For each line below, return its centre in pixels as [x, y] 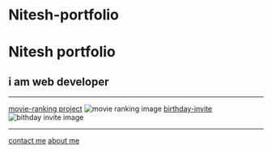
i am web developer [59, 81]
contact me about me [44, 141]
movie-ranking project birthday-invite [110, 109]
